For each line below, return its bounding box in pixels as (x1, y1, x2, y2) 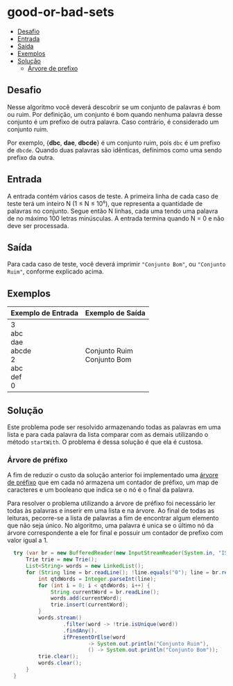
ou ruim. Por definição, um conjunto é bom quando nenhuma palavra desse (7, 110, 223, 118)
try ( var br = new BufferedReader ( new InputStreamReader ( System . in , (13, 550, 216, 557)
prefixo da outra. (7, 153, 55, 161)
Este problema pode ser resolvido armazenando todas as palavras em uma (7, 423, 221, 431)
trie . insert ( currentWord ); (51, 601, 129, 609)
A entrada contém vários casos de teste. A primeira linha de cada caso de (7, 192, 218, 200)
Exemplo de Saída (85, 308, 146, 318)
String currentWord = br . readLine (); (51, 589, 159, 596)
